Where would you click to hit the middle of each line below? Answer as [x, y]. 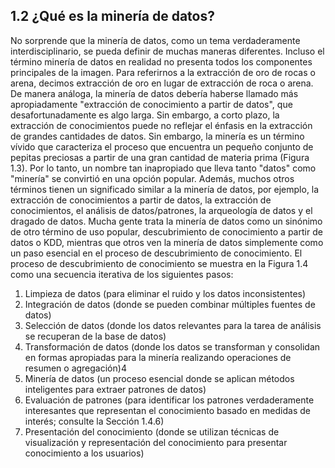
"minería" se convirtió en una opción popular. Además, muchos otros [152, 178]
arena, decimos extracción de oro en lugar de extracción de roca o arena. [162, 83]
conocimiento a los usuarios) [84, 453]
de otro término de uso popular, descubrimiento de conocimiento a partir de [166, 231]
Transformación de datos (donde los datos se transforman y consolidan [172, 346]
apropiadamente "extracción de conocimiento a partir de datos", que [151, 104]
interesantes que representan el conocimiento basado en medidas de [167, 410]
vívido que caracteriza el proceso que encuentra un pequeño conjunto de [162, 146]
